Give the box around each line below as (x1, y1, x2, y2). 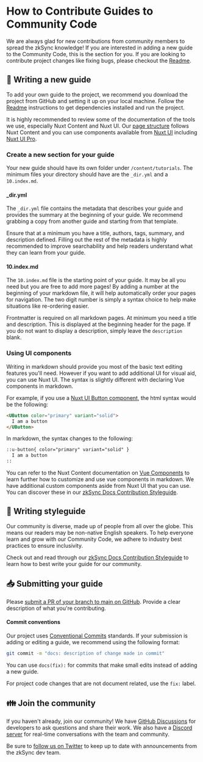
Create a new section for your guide (6, 150, 115, 159)
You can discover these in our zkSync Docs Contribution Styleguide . (6, 488, 179, 496)
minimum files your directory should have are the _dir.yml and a (6, 171, 168, 178)
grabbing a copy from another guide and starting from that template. (6, 218, 179, 225)
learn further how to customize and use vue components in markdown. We (6, 476, 194, 483)
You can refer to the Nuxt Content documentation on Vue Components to (6, 469, 190, 476)
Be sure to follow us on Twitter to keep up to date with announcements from (6, 742, 197, 749)
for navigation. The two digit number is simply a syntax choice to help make (6, 296, 196, 303)
